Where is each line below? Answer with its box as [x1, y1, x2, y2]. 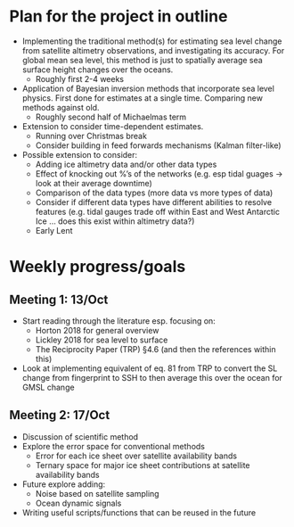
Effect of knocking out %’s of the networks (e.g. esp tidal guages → [35, 168, 283, 179]
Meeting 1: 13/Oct [9, 292, 109, 307]
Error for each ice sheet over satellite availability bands [35, 450, 238, 461]
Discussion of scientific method [21, 431, 139, 442]
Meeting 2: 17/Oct [9, 408, 110, 423]
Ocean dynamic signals [35, 498, 122, 508]
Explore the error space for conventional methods [21, 441, 205, 451]
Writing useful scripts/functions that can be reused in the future [21, 506, 257, 518]
